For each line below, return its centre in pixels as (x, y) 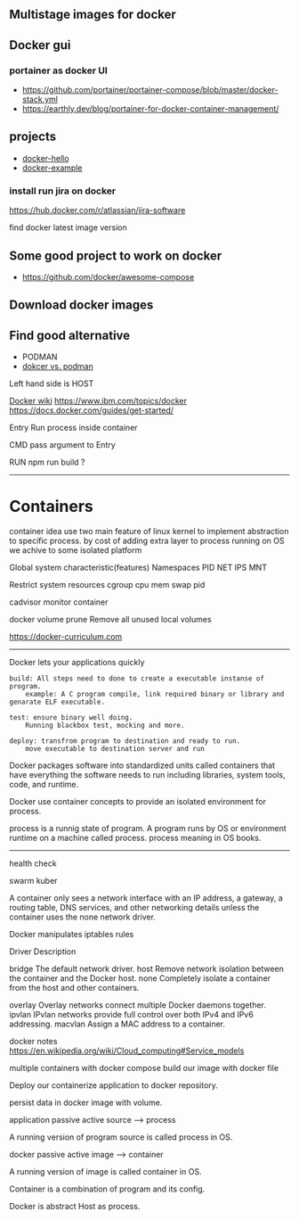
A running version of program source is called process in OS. (121, 1137)
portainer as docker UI (59, 70)
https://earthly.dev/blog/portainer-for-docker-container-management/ (150, 109)
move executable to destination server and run (115, 749)
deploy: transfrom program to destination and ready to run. (125, 741)
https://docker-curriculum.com (66, 637)
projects (33, 137)
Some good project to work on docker (116, 256)
